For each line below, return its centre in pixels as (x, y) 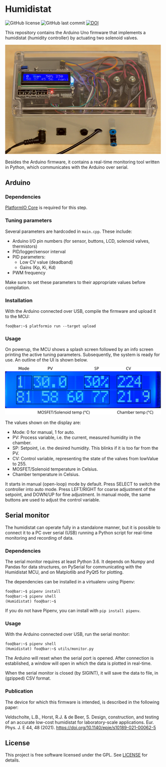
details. (13, 760)
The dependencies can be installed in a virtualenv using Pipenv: (70, 581)
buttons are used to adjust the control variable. (53, 499)
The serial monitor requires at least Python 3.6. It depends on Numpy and (80, 561)
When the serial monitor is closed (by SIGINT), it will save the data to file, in (82, 673)
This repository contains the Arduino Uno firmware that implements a (75, 32)
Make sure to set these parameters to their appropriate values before (75, 282)
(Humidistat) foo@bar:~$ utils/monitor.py (49, 649)
